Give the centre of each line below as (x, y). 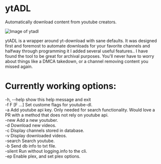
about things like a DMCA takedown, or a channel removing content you (77, 61)
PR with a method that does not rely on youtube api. (57, 115)
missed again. (19, 66)
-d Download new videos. (31, 125)
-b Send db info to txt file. (31, 146)
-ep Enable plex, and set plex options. (43, 156)
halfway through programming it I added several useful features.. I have (76, 51)
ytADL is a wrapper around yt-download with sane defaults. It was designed (81, 41)
